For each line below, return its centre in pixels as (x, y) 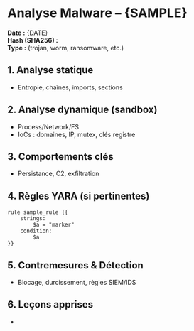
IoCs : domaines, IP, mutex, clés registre (76, 134)
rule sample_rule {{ (38, 212)
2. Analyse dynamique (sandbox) (82, 110)
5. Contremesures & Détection (75, 265)
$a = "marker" (54, 225)
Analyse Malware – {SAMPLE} (98, 13)
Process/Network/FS (48, 126)
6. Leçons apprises (50, 304)
